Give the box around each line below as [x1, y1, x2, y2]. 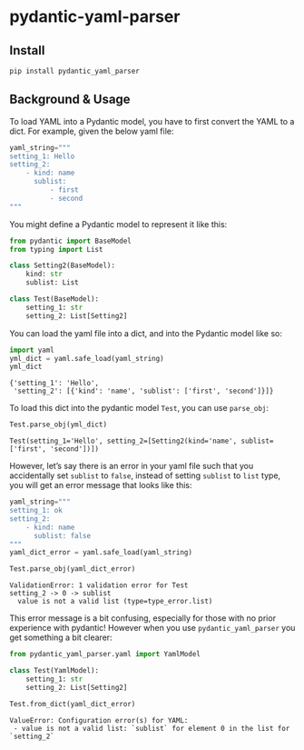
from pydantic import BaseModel [9, 236, 132, 245]
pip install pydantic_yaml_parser [9, 66, 141, 75]
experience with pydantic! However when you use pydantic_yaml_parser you [9, 623, 296, 634]
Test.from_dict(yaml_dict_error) [9, 699, 136, 708]
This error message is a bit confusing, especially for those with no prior [9, 613, 277, 624]
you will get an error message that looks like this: [9, 480, 192, 491]
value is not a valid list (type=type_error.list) [17, 597, 213, 606]
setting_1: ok [9, 506, 64, 515]
